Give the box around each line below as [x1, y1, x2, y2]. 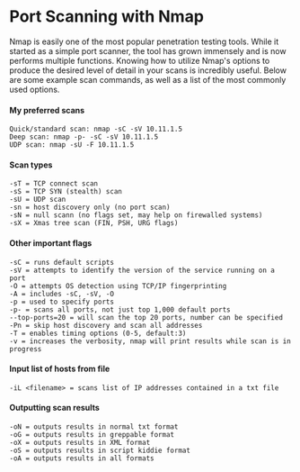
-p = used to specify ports [9, 297, 115, 306]
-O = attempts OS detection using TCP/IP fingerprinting [9, 281, 227, 290]
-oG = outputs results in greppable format [9, 430, 175, 439]
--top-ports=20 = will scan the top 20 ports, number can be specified [9, 313, 283, 322]
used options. [9, 84, 60, 95]
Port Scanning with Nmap [9, 6, 205, 27]
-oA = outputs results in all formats [9, 453, 154, 463]
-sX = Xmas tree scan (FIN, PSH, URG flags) [9, 219, 179, 228]
